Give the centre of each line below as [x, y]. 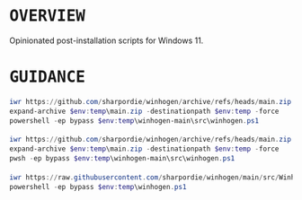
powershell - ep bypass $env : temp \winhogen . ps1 [98, 187]
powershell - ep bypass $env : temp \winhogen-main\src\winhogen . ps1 [134, 121]
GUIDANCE [47, 77]
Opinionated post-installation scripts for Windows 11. [107, 40]
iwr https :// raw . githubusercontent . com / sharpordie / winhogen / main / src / [144, 177]
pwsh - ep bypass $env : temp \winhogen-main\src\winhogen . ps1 [122, 159]
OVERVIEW [47, 16]
